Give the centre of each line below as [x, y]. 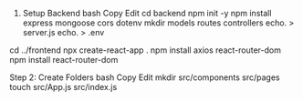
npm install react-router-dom [64, 60]
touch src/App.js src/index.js [63, 87]
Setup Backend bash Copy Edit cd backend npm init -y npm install [147, 13]
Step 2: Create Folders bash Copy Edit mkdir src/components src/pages [145, 77]
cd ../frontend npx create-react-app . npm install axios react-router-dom [145, 50]
